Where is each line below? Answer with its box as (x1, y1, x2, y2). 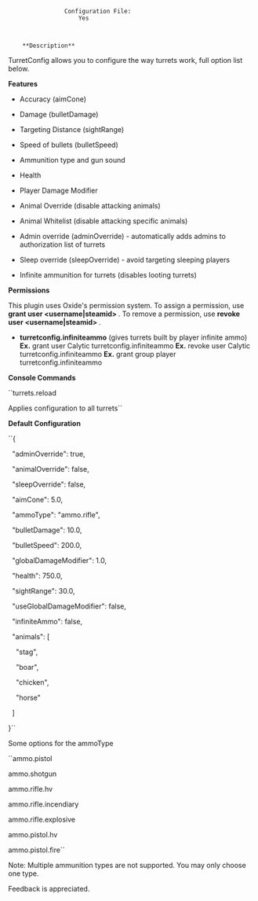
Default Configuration (8, 419, 81, 428)
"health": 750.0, (11, 571, 63, 580)
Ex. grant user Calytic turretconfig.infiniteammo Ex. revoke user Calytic (19, 341, 251, 350)
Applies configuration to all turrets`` (8, 403, 123, 413)
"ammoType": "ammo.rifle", (11, 510, 100, 519)
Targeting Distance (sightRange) (19, 125, 125, 134)
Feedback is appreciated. (8, 884, 90, 893)
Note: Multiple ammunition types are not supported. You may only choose (8, 861, 247, 870)
